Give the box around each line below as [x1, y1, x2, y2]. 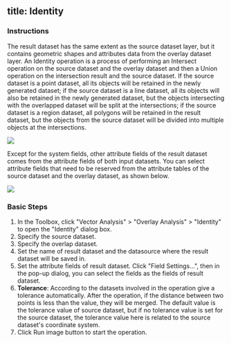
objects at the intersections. [7, 123, 86, 131]
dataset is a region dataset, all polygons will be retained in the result [7, 108, 201, 116]
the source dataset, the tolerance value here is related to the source [17, 313, 211, 322]
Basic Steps [7, 202, 48, 211]
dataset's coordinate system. [17, 320, 100, 328]
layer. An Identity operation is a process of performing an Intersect [7, 57, 197, 65]
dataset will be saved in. [17, 254, 86, 263]
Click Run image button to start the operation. [17, 328, 147, 336]
